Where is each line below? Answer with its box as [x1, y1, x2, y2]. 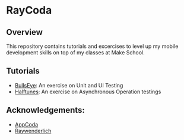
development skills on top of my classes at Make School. [6, 49, 145, 56]
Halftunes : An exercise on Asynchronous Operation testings [14, 88, 161, 95]
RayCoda [6, 4, 52, 17]
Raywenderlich [14, 127, 52, 134]
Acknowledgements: [6, 105, 85, 115]
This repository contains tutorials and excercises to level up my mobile [6, 43, 179, 50]
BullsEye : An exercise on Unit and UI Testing [14, 82, 123, 89]
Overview [6, 27, 43, 37]
